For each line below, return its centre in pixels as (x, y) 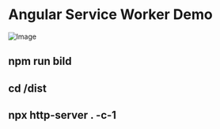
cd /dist (28, 88)
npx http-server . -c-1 (63, 115)
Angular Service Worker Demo (110, 15)
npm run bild (40, 61)
